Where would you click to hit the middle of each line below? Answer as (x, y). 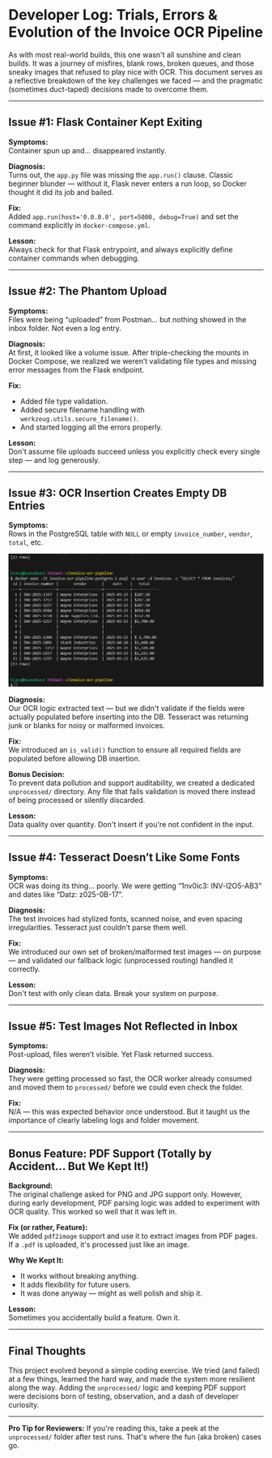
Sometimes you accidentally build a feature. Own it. (94, 1318)
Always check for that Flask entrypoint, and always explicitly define (121, 249)
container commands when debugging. (74, 258)
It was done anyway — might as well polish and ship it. (111, 1293)
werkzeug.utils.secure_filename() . (79, 418)
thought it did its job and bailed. (61, 192)
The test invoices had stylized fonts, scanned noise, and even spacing (125, 918)
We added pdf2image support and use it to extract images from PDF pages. (133, 1236)
